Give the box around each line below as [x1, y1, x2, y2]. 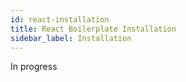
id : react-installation [10, 14, 110, 25]
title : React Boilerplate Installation [10, 24, 177, 34]
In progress [10, 61, 58, 73]
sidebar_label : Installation [10, 33, 132, 43]
